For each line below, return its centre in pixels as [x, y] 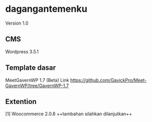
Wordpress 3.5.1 [22, 51]
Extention [21, 101]
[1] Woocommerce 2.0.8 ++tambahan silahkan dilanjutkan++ [69, 114]
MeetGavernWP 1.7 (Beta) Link [37, 80]
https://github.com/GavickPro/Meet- [108, 80]
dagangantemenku [46, 9]
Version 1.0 [17, 23]
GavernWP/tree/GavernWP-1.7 [37, 86]
